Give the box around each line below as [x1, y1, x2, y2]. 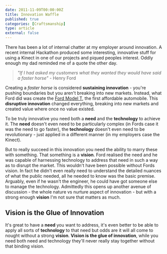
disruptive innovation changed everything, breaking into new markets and [5, 101, 159, 106]
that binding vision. [5, 243, 44, 249]
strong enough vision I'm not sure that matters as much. [5, 194, 121, 200]
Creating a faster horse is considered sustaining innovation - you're [5, 85, 146, 90]
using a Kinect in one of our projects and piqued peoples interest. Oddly [5, 55, 153, 60]
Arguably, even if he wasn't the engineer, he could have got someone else [5, 178, 158, 184]
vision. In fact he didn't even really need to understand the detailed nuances [5, 168, 162, 174]
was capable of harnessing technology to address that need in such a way [5, 157, 158, 163]
